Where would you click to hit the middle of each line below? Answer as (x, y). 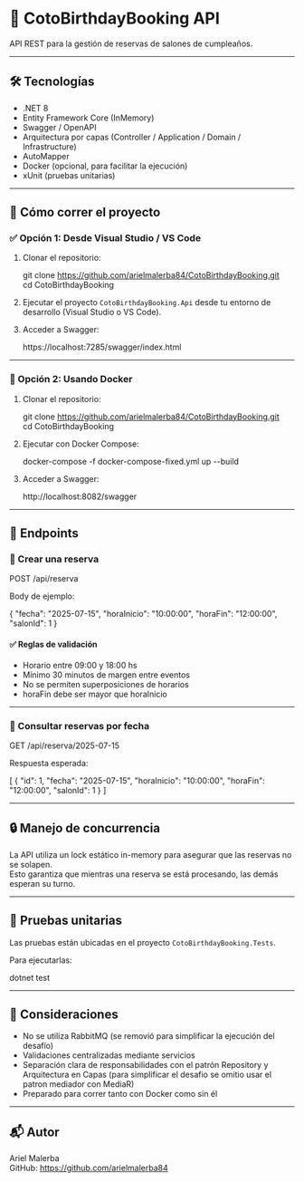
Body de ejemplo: (42, 596)
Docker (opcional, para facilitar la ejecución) (105, 166)
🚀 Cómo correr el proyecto (85, 212)
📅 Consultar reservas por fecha (80, 726)
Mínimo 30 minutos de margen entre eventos (106, 675)
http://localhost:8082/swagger (80, 496)
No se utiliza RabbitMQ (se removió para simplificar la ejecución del (148, 1036)
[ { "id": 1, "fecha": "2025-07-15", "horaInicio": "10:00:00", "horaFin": (137, 780)
